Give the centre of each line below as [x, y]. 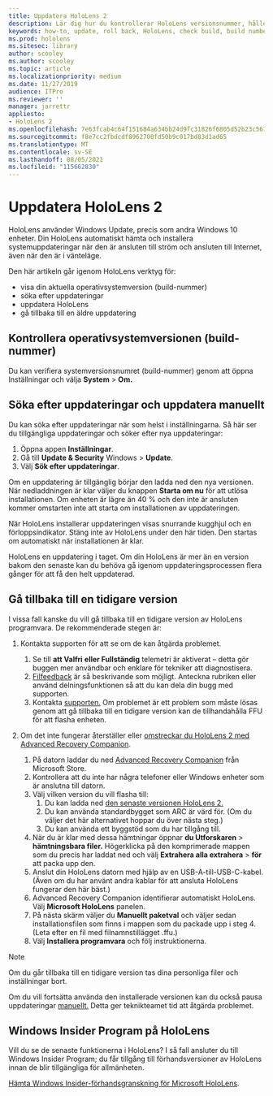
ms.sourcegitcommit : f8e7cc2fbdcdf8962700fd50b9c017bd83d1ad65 [118, 136]
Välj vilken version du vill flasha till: [90, 794]
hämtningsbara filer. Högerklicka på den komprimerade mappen [141, 846]
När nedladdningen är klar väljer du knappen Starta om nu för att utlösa [128, 490]
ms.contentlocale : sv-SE [50, 152]
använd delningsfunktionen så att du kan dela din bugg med [133, 685]
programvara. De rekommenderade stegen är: [85, 627]
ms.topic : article [39, 69]
